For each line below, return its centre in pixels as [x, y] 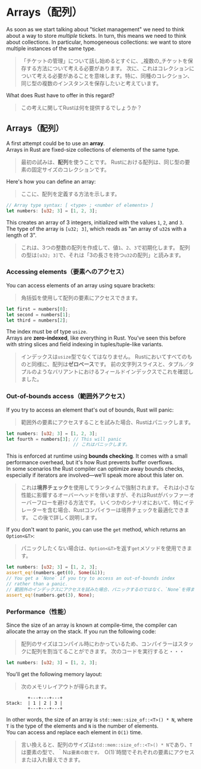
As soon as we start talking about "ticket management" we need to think [95, 29]
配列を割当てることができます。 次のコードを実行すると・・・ [108, 651]
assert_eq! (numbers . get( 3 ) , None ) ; [51, 595]
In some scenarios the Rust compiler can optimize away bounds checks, [95, 469]
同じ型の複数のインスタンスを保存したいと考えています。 [91, 83]
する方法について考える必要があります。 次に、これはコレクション [108, 68]
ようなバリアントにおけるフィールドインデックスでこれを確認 [112, 372]
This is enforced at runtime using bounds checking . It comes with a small [97, 456]
